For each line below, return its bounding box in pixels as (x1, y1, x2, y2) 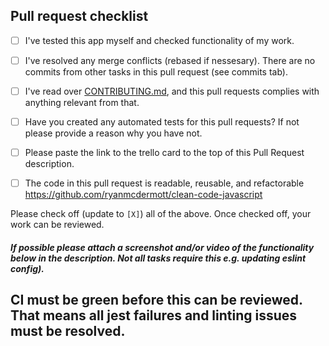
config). (10, 262, 45, 274)
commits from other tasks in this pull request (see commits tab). (24, 65, 288, 78)
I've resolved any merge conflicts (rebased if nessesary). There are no (24, 54, 316, 66)
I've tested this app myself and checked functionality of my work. (24, 34, 295, 46)
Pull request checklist (10, 8, 149, 25)
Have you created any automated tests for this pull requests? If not (24, 116, 300, 128)
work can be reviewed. (10, 219, 105, 231)
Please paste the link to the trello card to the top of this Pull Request (24, 147, 305, 159)
